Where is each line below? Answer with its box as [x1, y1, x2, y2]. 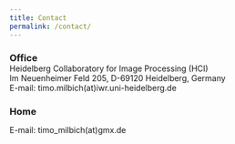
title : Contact [9, 13, 67, 23]
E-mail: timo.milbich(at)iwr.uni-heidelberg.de [9, 83, 178, 94]
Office [9, 52, 38, 65]
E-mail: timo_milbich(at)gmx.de [9, 125, 127, 136]
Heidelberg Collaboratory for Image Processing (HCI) [9, 63, 209, 74]
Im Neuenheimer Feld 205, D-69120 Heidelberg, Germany [9, 73, 226, 84]
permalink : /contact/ [9, 22, 92, 31]
